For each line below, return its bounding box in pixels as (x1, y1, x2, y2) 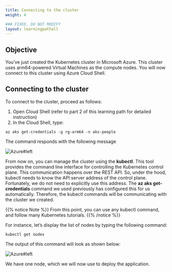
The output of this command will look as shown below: (5, 241, 121, 247)
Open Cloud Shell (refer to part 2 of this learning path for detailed (12, 108, 151, 115)
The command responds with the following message (5, 138, 117, 144)
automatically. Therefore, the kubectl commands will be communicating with (5, 191, 167, 197)
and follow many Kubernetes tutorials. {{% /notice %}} (5, 212, 121, 218)
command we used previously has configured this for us (31, 186, 150, 192)
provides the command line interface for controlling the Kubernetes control (5, 164, 164, 170)
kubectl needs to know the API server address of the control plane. (5, 174, 147, 180)
